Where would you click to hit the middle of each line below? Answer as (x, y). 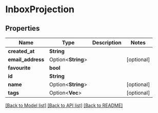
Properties (23, 28)
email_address (26, 60)
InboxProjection (40, 9)
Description (107, 43)
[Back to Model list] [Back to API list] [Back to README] (64, 105)
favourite (19, 68)
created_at (21, 51)
